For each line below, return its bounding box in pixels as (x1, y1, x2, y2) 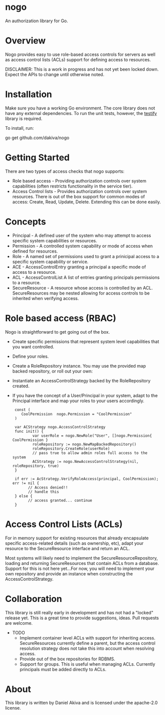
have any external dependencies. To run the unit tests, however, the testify (5, 110, 157, 116)
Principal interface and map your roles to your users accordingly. (12, 398, 145, 404)
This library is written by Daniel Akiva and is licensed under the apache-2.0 (5, 700, 158, 706)
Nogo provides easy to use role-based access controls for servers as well (5, 51, 156, 57)
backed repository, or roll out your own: (12, 368, 93, 374)
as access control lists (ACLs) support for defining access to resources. (5, 56, 151, 63)
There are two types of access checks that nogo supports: (5, 168, 124, 174)
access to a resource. (12, 269, 57, 275)
